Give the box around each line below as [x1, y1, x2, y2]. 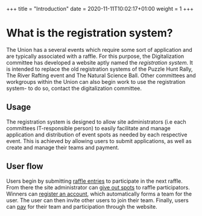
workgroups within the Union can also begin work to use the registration [6, 78, 186, 85]
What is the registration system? [6, 27, 173, 40]
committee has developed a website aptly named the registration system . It [6, 59, 193, 66]
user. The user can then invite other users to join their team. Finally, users [6, 196, 189, 204]
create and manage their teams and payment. [6, 144, 119, 151]
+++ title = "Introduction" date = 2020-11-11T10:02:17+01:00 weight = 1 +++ [6, 5, 194, 12]
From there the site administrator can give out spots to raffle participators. [6, 183, 190, 191]
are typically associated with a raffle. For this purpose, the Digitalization [6, 52, 185, 60]
